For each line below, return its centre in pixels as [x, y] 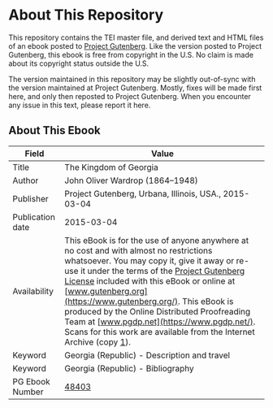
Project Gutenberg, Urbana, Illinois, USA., [143, 193]
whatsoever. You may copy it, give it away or [149, 260]
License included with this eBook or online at [150, 280]
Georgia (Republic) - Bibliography [130, 368]
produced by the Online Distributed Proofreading [158, 311]
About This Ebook [54, 130]
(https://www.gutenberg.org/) [121, 301]
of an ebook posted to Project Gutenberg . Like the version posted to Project [135, 46]
